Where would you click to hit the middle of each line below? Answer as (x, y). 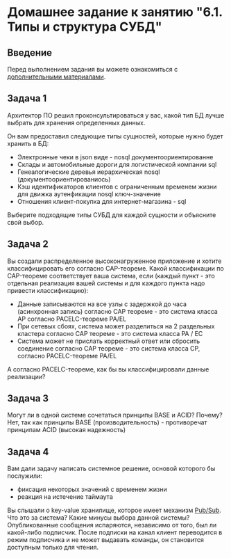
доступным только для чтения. (53, 548)
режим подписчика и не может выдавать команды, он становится (106, 540)
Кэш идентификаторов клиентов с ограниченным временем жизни (117, 186)
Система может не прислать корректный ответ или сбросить (109, 341)
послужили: (25, 476)
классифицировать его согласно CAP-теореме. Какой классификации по (115, 268)
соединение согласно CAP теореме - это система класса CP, (109, 348)
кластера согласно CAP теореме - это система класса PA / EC (110, 333)
